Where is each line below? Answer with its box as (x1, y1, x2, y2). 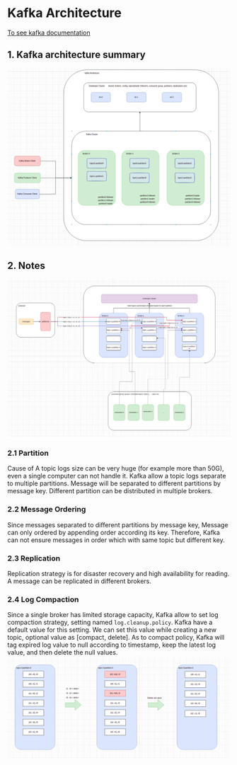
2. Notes (7, 260, 46, 272)
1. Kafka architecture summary (7, 49, 146, 61)
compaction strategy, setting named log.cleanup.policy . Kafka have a (7, 618, 213, 627)
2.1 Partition (7, 448, 50, 458)
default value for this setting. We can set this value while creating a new (7, 626, 217, 634)
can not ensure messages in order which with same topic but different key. (7, 536, 225, 544)
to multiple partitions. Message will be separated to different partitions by (7, 479, 221, 488)
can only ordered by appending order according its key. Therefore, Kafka (7, 528, 221, 536)
